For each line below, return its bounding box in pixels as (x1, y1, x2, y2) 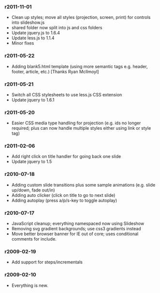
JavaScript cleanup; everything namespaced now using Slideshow (11, 221, 145, 226)
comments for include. (11, 236, 57, 242)
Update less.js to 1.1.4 (11, 35, 55, 41)
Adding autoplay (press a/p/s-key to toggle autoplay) (11, 197, 117, 203)
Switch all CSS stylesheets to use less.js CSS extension (11, 91, 122, 98)
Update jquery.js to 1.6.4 (11, 30, 60, 36)
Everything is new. (11, 282, 48, 288)
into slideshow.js (11, 19, 45, 25)
